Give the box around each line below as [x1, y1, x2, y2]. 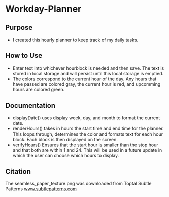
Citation [5, 167, 31, 176]
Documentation [5, 101, 56, 110]
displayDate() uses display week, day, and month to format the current [12, 115, 160, 121]
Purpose [5, 23, 33, 32]
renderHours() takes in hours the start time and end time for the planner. [12, 125, 164, 132]
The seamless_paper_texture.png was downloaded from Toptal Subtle [5, 181, 152, 187]
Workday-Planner [5, 3, 82, 15]
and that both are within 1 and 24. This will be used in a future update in [12, 147, 162, 153]
